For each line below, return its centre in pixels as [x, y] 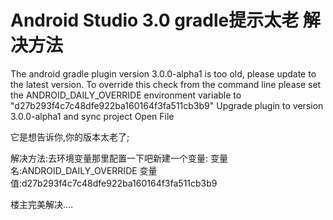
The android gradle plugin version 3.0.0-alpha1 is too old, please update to [163, 73]
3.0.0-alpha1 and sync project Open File [92, 116]
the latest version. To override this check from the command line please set [166, 84]
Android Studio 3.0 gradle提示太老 [155, 20]
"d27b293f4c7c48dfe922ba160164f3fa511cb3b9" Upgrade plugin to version [167, 105]
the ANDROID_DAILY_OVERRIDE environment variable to [126, 95]
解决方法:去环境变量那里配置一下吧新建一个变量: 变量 [119, 158]
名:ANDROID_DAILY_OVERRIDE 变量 [84, 170]
